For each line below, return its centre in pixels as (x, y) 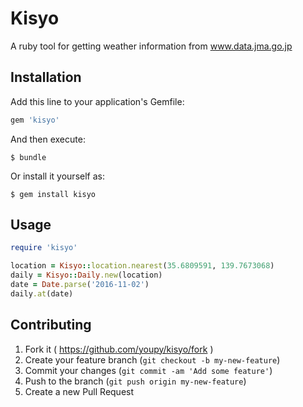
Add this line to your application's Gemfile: (97, 101)
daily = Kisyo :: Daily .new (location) (86, 275)
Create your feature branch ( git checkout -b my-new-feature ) (152, 359)
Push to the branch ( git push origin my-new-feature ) (135, 381)
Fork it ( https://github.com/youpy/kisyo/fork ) (119, 349)
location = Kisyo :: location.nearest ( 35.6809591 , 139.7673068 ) (142, 266)
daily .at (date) (42, 293)
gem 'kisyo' (35, 120)
